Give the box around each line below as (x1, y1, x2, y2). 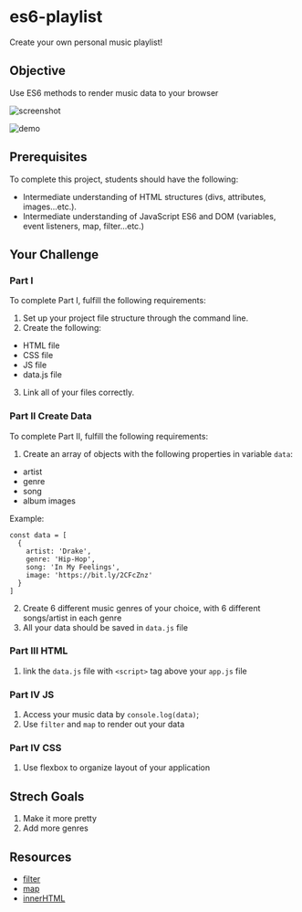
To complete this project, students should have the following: (9, 174, 239, 185)
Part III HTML (9, 644, 68, 657)
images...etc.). (22, 201, 78, 212)
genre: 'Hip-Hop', (26, 555, 96, 564)
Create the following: (22, 323, 102, 334)
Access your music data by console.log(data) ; (22, 709, 199, 720)
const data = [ (9, 530, 68, 540)
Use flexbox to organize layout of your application (22, 762, 211, 773)
